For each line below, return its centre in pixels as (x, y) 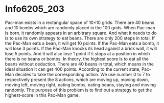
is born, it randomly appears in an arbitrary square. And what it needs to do (81, 33)
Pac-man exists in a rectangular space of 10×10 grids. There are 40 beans (80, 22)
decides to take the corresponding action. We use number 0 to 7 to (82, 74)
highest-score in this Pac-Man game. (42, 95)
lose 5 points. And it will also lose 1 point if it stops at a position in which (78, 53)
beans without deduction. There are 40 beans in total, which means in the (80, 64)
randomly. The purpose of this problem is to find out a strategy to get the (79, 90)
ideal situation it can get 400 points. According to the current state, (73, 69)
